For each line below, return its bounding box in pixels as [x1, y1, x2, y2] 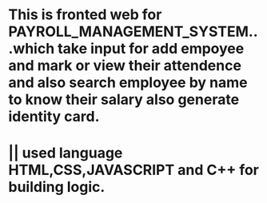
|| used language [8, 144, 123, 162]
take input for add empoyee [57, 40, 245, 58]
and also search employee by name [8, 74, 248, 92]
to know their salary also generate [8, 90, 240, 109]
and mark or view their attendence [8, 57, 242, 75]
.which [8, 40, 55, 58]
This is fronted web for [8, 6, 162, 24]
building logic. [8, 178, 106, 197]
